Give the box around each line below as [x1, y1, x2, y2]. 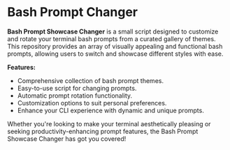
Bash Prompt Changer [7, 4, 138, 20]
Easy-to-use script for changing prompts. [17, 84, 137, 92]
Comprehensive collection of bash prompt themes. [17, 76, 164, 84]
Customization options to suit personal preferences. [17, 98, 167, 107]
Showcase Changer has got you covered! [7, 134, 127, 143]
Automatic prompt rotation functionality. [17, 91, 133, 100]
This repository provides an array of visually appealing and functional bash [7, 42, 223, 50]
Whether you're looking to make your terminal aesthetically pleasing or [7, 119, 211, 128]
